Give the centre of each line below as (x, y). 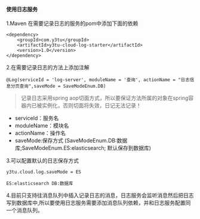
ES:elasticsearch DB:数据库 (40, 184)
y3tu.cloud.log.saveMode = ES (44, 172)
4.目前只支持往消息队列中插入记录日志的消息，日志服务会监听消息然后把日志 (100, 195)
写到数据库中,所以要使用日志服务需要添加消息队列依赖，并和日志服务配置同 (99, 203)
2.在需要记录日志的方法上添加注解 (48, 67)
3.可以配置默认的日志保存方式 (43, 161)
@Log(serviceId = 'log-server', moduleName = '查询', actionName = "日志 (98, 80)
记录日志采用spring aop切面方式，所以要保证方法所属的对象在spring (104, 98)
